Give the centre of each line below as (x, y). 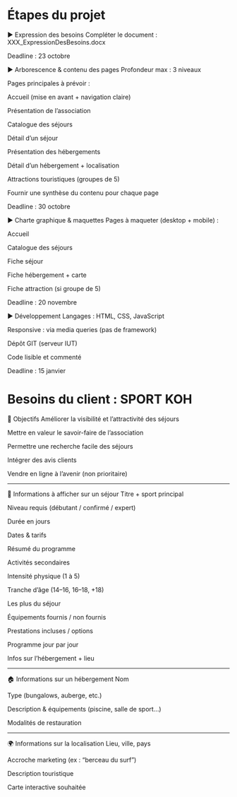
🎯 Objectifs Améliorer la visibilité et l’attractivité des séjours (93, 419)
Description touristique (41, 773)
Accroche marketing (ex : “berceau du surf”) (72, 760)
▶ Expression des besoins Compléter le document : (82, 35)
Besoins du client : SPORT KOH (100, 400)
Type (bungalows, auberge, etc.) (55, 695)
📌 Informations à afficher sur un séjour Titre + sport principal (96, 494)
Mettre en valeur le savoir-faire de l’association (75, 432)
